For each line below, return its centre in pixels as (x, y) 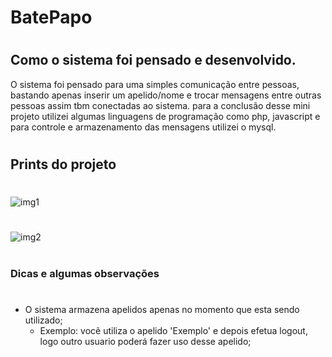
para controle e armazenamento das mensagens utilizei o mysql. (143, 127)
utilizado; (43, 320)
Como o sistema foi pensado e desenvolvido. (153, 60)
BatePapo (51, 17)
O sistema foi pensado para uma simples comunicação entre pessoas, (155, 84)
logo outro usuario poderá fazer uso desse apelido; (145, 341)
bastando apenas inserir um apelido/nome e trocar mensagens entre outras (166, 95)
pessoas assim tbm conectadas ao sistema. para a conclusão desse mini (160, 105)
